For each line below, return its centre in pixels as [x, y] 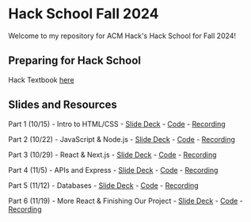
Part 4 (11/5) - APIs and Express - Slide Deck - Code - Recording [113, 170]
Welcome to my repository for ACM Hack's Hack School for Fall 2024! [122, 36]
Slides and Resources [63, 105]
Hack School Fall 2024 [84, 14]
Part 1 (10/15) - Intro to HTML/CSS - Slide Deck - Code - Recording [117, 124]
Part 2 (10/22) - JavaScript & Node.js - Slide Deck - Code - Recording [122, 139]
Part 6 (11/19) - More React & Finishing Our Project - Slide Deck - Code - [126, 201]
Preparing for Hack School [74, 61]
